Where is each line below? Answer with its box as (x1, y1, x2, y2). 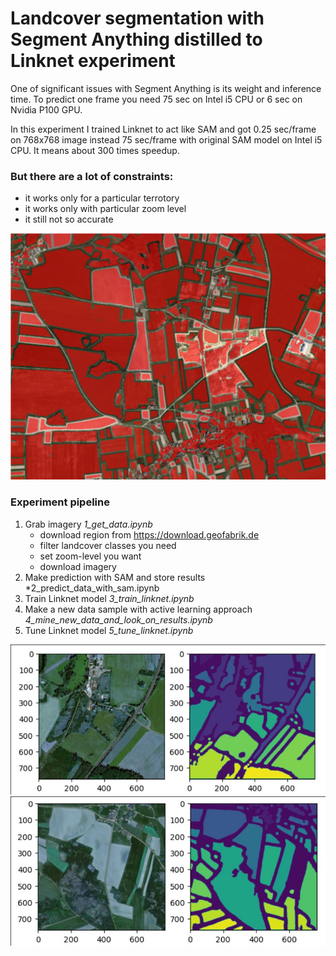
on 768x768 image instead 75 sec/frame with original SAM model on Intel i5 (10, 133, 323, 146)
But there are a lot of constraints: (10, 169, 174, 183)
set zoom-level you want (39, 550, 142, 562)
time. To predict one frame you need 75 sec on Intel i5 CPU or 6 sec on (10, 93, 303, 105)
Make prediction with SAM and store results (24, 571, 206, 583)
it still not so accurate (24, 213, 114, 226)
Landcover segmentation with (10, 7, 265, 30)
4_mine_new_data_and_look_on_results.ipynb (24, 613, 213, 626)
